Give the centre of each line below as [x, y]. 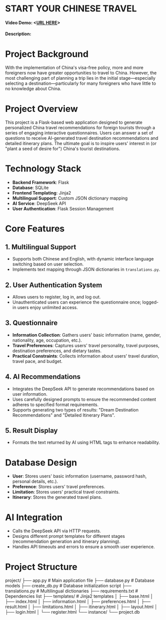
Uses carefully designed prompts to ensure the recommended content [84, 399]
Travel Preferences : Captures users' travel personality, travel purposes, [86, 345]
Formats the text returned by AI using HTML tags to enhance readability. [86, 442]
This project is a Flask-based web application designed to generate [74, 122]
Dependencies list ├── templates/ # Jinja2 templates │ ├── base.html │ [79, 596]
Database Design [41, 462]
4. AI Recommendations [43, 377]
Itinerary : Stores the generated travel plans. [57, 497]
